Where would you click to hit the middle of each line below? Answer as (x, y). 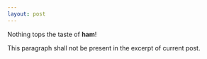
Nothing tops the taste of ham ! (52, 34)
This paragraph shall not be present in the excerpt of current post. (104, 48)
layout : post (27, 14)
